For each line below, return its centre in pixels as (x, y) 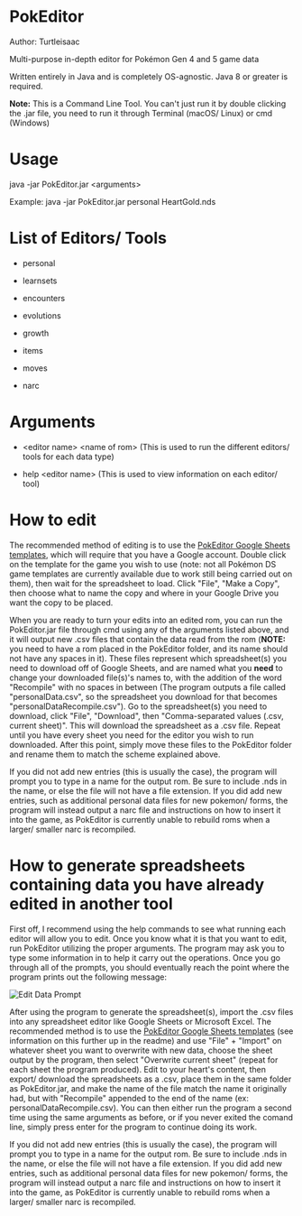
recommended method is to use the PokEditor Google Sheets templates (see (151, 1031)
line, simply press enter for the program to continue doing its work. (133, 1127)
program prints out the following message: (88, 977)
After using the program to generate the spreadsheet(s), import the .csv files (151, 1011)
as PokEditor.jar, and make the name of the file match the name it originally (148, 1088)
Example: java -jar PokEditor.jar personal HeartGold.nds (113, 201)
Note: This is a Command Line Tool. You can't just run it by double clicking (148, 103)
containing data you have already (137, 884)
